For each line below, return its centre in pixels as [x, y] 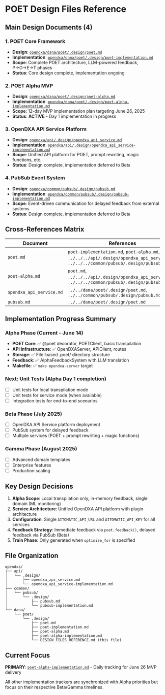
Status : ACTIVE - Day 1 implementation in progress [64, 116]
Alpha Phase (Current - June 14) [44, 332]
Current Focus [27, 655]
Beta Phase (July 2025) [34, 414]
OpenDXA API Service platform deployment [56, 425]
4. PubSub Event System [35, 178]
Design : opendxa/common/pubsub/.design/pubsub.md [64, 189]
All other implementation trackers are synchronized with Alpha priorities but [82, 682]
